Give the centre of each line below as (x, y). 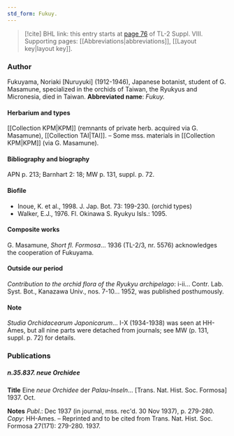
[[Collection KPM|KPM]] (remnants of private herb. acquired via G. (103, 128)
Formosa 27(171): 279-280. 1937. (54, 426)
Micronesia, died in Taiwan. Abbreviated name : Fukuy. (86, 96)
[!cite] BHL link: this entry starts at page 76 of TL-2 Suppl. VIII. (114, 34)
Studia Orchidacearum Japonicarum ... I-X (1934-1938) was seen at (104, 323)
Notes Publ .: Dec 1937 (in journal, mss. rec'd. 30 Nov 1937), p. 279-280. (111, 411)
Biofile (17, 190)
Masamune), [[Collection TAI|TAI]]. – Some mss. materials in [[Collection (111, 136)
